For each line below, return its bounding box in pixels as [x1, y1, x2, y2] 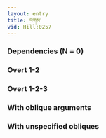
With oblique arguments [7, 103, 92, 113]
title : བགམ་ [7, 17, 41, 24]
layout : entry [7, 10, 49, 18]
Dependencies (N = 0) [7, 46, 84, 56]
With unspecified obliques [7, 121, 100, 131]
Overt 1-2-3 [7, 84, 48, 94]
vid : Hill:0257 [7, 23, 52, 30]
